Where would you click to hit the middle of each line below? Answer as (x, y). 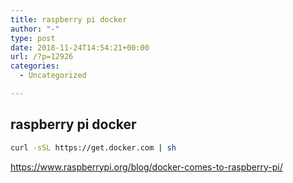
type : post (33, 38)
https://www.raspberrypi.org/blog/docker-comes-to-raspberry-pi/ (146, 167)
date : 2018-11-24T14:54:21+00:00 (80, 47)
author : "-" (35, 29)
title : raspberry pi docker (69, 19)
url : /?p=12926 (42, 57)
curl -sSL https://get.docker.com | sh (93, 147)
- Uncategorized (53, 76)
